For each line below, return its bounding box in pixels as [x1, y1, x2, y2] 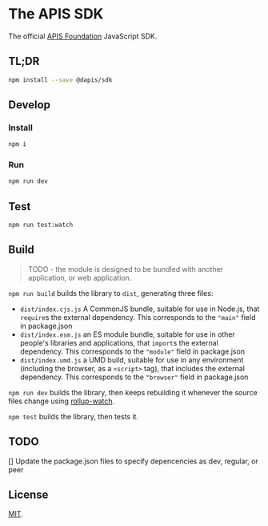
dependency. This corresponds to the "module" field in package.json [19, 346, 246, 356]
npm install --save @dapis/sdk [8, 75, 113, 84]
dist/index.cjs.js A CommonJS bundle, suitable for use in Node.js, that [19, 304, 260, 314]
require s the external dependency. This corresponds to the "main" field [19, 312, 256, 322]
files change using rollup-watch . [8, 396, 114, 406]
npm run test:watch [8, 221, 74, 229]
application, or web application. [27, 273, 132, 282]
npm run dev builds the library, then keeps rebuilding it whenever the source [8, 387, 258, 397]
